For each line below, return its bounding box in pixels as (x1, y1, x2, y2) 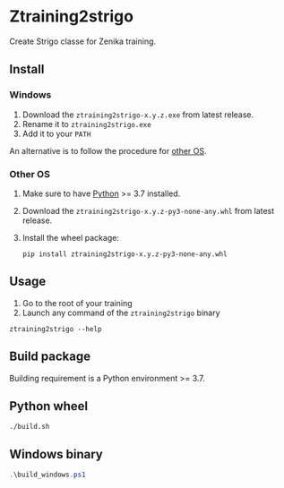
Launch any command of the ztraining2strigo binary (22, 307, 221, 318)
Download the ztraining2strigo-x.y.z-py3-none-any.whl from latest (22, 205, 275, 216)
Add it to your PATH (22, 128, 91, 139)
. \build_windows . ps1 (9, 470, 87, 480)
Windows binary (9, 446, 103, 462)
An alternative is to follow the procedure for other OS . (9, 145, 208, 156)
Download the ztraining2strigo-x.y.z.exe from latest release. (22, 109, 254, 120)
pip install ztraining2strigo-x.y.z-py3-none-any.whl (22, 249, 228, 259)
